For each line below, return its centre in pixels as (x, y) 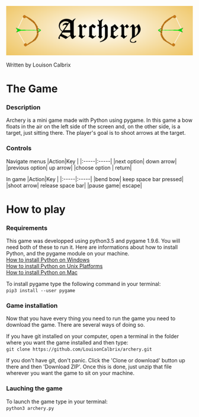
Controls (19, 149)
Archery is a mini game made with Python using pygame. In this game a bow (99, 120)
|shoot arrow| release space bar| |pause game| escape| (74, 185)
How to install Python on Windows (48, 260)
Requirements (27, 228)
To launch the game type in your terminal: (57, 402)
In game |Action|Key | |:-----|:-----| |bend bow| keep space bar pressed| (95, 179)
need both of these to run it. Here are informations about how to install (92, 247)
